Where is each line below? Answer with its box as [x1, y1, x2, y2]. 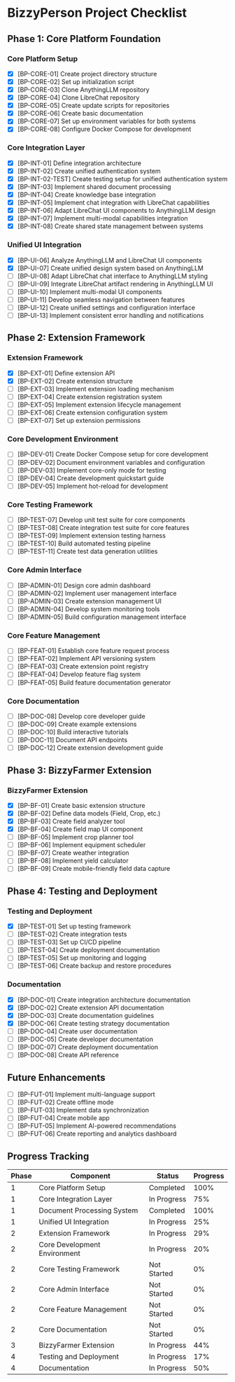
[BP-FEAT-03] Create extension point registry [17, 662, 149, 671]
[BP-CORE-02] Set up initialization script [17, 77, 134, 85]
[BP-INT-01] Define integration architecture [17, 159, 142, 167]
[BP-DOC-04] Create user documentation [17, 1027, 138, 1035]
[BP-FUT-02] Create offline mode [17, 1098, 114, 1107]
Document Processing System [38, 1206, 138, 1215]
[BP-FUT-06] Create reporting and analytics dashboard [17, 1129, 177, 1138]
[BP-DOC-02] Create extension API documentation [17, 1003, 164, 1012]
